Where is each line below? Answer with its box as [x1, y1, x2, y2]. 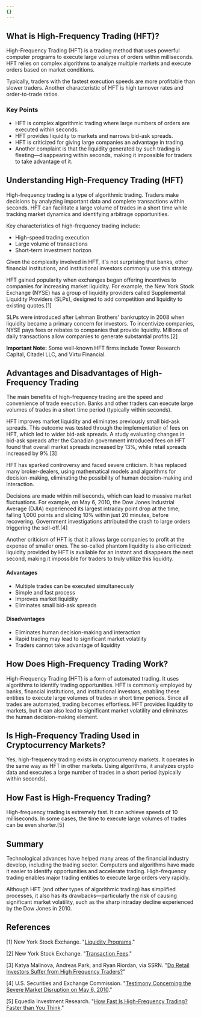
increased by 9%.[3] [6, 450, 57, 457]
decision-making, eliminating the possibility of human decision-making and [6, 474, 193, 481]
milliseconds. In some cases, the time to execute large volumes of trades [6, 815, 187, 822]
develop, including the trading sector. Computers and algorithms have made [6, 861, 195, 868]
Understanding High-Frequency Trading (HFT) [6, 175, 184, 185]
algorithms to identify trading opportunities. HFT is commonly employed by [6, 681, 193, 688]
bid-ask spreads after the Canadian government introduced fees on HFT [6, 437, 185, 444]
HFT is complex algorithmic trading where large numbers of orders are [14, 119, 190, 126]
